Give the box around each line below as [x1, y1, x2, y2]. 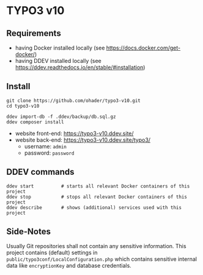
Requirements [6, 28, 61, 38]
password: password [24, 149, 75, 156]
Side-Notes [6, 227, 51, 237]
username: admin [24, 142, 67, 150]
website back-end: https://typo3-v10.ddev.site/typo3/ [15, 136, 151, 144]
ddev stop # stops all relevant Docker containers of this [6, 194, 188, 200]
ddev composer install [6, 119, 64, 125]
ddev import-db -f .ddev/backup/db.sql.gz [6, 114, 116, 120]
